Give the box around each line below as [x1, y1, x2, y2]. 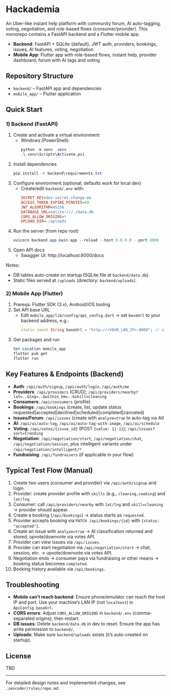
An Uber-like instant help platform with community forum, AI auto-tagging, [6, 20, 161, 26]
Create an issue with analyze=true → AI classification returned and [13, 528, 153, 534]
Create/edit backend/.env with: [20, 186, 84, 192]
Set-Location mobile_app [13, 346, 66, 352]
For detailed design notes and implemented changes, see [6, 680, 126, 686]
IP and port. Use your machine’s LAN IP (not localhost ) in [13, 599, 133, 605]
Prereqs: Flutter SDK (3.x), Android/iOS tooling [13, 302, 111, 308]
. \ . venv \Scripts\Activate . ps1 [20, 152, 85, 157]
